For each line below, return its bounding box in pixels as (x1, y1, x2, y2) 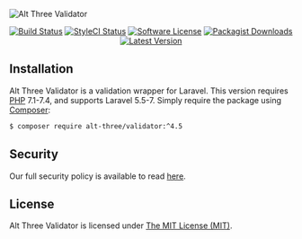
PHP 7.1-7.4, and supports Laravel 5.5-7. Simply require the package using (9, 94, 281, 105)
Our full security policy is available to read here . (9, 171, 186, 181)
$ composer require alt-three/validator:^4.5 (9, 121, 182, 130)
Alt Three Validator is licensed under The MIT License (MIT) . (9, 220, 233, 231)
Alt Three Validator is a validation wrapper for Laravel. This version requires (9, 85, 289, 96)
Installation (9, 61, 74, 76)
